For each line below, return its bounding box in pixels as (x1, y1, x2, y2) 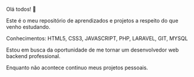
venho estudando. (6, 24, 50, 30)
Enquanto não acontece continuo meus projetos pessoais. (6, 64, 148, 71)
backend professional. (6, 53, 61, 59)
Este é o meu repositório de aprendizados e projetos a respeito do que (6, 17, 179, 24)
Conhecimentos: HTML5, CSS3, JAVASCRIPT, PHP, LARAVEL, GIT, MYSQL (6, 35, 188, 41)
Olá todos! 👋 (6, 6, 37, 12)
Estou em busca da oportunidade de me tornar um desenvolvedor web (6, 46, 179, 53)
